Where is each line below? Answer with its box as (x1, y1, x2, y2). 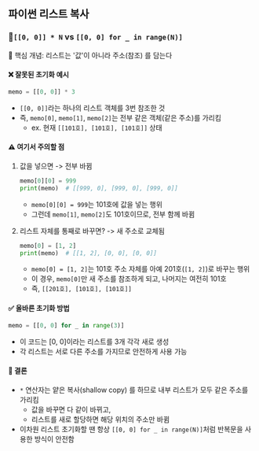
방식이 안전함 (34, 434, 75, 443)
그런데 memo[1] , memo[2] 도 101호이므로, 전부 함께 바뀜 (31, 209, 195, 219)
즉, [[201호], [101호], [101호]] (31, 284, 132, 294)
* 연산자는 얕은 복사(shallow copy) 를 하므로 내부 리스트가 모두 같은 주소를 (19, 385, 249, 394)
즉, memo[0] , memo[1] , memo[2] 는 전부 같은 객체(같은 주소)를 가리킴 (19, 113, 222, 122)
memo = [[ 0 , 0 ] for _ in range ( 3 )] (8, 321, 125, 329)
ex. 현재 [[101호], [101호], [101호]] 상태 (31, 123, 162, 132)
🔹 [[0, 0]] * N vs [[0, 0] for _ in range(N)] (8, 31, 183, 43)
